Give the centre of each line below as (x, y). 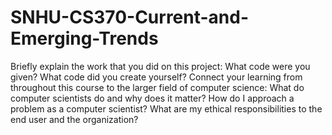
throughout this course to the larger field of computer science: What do (157, 87)
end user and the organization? (74, 119)
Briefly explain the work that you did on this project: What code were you (160, 66)
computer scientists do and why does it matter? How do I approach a (152, 98)
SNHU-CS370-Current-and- (130, 17)
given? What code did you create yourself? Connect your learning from (156, 77)
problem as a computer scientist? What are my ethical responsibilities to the (166, 108)
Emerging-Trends (84, 38)
